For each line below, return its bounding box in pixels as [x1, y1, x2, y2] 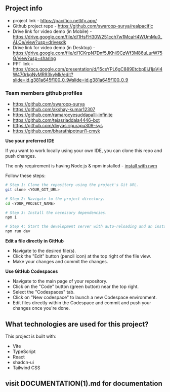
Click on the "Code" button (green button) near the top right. [12, 283, 139, 290]
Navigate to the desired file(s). [12, 248, 76, 254]
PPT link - [12, 60, 33, 66]
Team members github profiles [5, 89, 82, 96]
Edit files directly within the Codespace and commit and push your [12, 300, 151, 306]
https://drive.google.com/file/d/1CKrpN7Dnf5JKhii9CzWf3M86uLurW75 [12, 50, 163, 56]
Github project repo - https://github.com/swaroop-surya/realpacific [12, 23, 153, 29]
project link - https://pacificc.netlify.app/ [12, 17, 97, 23]
